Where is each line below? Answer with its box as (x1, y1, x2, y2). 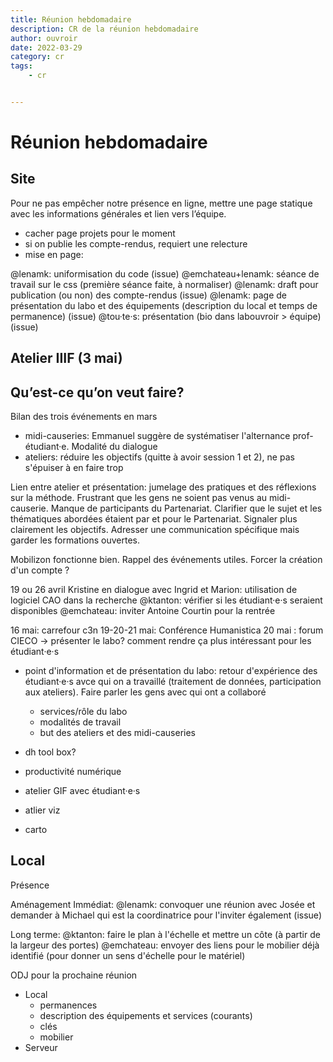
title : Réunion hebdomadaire (10, 14, 132, 25)
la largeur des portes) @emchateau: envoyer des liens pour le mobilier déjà (10, 939, 320, 951)
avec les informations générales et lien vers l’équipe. (10, 207, 227, 220)
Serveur (24, 1041, 58, 1053)
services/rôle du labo (39, 706, 128, 718)
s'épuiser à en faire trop (24, 462, 124, 474)
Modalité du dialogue (71, 441, 158, 453)
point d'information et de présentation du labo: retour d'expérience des (24, 665, 318, 677)
